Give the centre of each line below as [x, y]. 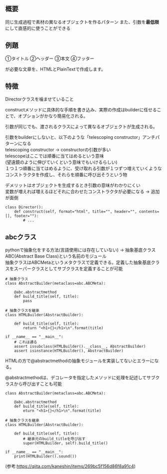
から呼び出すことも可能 [38, 384]
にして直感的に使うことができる [38, 28]
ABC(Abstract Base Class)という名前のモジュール [56, 256]
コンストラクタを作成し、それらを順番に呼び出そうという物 [66, 175]
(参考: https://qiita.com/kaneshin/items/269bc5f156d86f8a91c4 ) [71, 467]
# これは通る [26, 342]
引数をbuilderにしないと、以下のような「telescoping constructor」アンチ [80, 137]
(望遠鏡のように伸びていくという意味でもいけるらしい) [61, 162]
